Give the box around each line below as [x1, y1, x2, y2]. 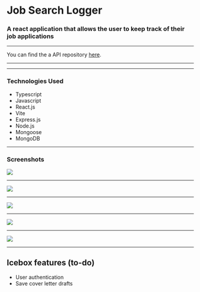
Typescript [15, 90, 42, 98]
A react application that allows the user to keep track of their [7, 25, 185, 33]
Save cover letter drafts [15, 280, 73, 287]
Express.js [15, 116, 41, 123]
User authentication [15, 274, 64, 281]
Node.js [15, 122, 35, 129]
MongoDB [15, 135, 40, 142]
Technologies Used [7, 77, 64, 85]
